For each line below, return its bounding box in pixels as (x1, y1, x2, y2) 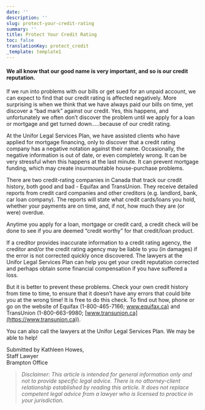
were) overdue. (6, 208, 45, 216)
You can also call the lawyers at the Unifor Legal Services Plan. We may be (6, 328, 195, 335)
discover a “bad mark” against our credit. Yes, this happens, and (6, 107, 169, 114)
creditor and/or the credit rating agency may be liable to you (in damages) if (6, 245, 198, 252)
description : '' (6, 15, 48, 21)
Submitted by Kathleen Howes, (6, 346, 84, 353)
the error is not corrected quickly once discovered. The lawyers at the (6, 252, 183, 259)
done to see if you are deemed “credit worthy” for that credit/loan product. (6, 227, 195, 234)
